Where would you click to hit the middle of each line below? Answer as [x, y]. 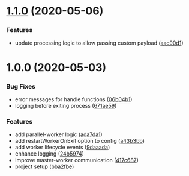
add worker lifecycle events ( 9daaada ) [62, 147]
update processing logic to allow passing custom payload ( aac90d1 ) [99, 43]
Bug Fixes [21, 86]
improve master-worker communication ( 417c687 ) [77, 160]
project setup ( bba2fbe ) [44, 166]
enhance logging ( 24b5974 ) [49, 154]
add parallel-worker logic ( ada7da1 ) [59, 134]
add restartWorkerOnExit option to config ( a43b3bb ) [80, 141]
